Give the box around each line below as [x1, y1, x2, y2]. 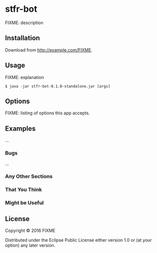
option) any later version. [5, 242, 55, 249]
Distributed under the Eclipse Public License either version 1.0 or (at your [5, 237, 152, 243]
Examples [5, 124, 36, 133]
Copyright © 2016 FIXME [5, 227, 56, 234]
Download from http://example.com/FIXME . [5, 47, 93, 53]
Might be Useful [5, 199, 44, 206]
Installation [5, 34, 40, 42]
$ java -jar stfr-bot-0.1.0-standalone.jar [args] [5, 84, 111, 89]
